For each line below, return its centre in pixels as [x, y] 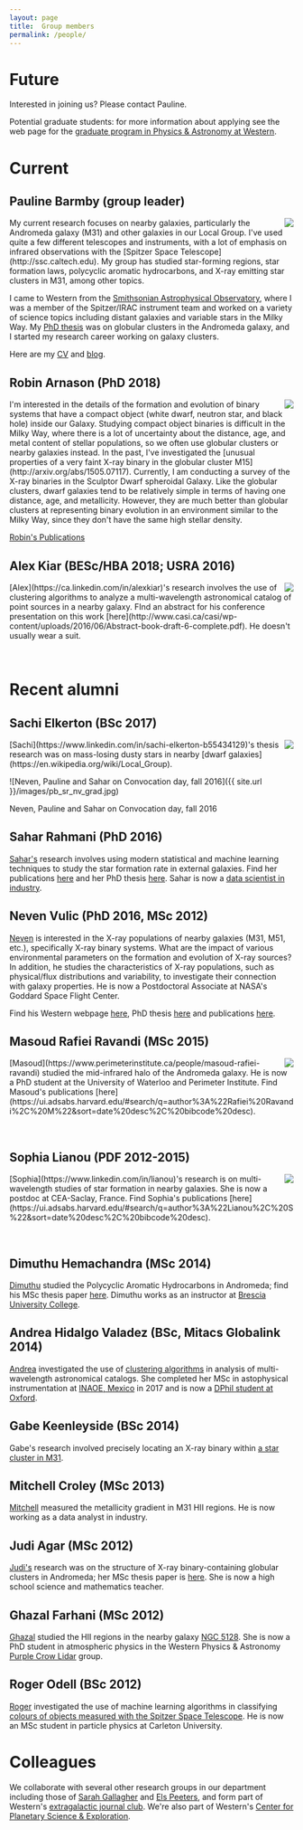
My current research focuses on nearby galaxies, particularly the [130, 223]
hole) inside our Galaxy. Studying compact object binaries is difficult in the [147, 424]
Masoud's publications [51, 1092]
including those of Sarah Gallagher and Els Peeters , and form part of [136, 1797]
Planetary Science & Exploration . [70, 1816]
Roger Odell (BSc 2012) [76, 1685]
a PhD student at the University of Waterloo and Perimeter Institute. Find [143, 1083]
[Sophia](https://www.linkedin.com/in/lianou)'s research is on [124, 1179]
